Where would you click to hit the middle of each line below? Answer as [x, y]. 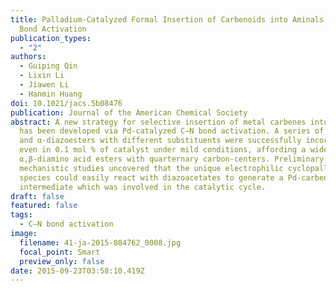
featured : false [44, 206]
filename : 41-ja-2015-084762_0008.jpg [100, 242]
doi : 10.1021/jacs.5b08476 [66, 103]
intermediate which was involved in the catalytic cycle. [143, 187]
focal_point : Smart [60, 252]
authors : [28, 57]
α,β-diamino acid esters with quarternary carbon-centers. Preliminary [172, 159]
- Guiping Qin [48, 66]
